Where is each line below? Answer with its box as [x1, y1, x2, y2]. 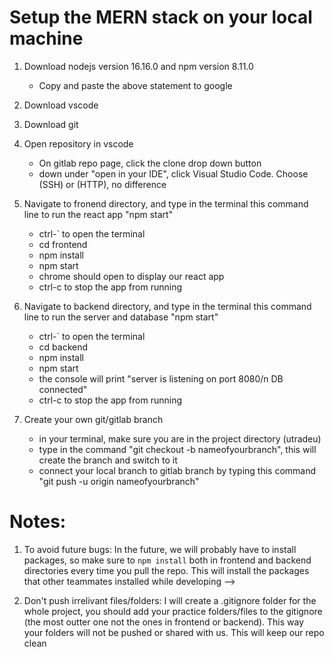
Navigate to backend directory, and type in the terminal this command [23, 300, 312, 312]
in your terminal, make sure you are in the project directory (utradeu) [38, 432, 322, 445]
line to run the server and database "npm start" [23, 311, 219, 323]
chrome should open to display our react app [38, 270, 225, 282]
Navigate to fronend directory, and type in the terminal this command [23, 197, 309, 210]
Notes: [9, 511, 67, 533]
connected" [38, 383, 88, 395]
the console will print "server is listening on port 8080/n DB [38, 372, 284, 385]
